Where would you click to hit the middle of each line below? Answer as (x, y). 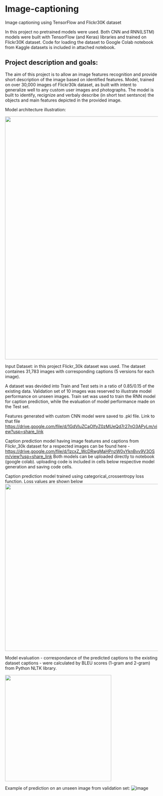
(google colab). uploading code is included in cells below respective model (80, 461)
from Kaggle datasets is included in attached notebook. (60, 47)
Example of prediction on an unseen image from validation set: (67, 788)
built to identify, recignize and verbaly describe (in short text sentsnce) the (80, 95)
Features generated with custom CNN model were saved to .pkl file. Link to (80, 416)
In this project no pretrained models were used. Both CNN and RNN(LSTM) (80, 32)
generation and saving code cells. (39, 467)
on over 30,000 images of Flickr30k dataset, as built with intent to (71, 85)
